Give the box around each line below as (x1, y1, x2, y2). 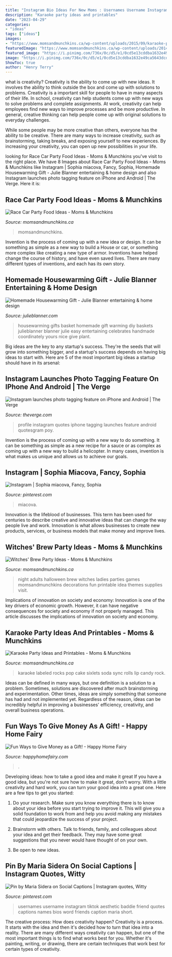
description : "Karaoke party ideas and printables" (5, 12, 118, 17)
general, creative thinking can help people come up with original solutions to (5, 111, 166, 118)
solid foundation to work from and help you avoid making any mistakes (12, 810, 162, 816)
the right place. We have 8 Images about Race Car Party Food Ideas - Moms (5, 159, 166, 165)
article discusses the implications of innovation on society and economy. (5, 614, 159, 620)
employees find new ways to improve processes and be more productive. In (5, 106, 165, 112)
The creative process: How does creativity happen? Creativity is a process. (5, 919, 164, 925)
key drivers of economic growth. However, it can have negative (5, 602, 139, 609)
